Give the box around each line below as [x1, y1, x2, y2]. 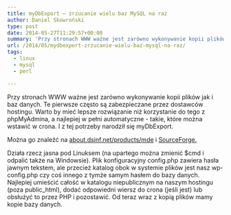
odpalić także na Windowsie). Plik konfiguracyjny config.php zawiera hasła [7, 156, 219, 164]
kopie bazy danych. [7, 200, 63, 208]
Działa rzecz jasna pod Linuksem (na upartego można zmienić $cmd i [7, 149, 204, 157]
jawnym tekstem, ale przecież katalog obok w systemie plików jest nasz [7, 163, 210, 172]
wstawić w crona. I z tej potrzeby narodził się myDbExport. [7, 122, 174, 130]
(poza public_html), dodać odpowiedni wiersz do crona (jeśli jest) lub [7, 185, 203, 194]
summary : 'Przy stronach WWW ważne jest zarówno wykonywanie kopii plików [7, 36, 226, 43]
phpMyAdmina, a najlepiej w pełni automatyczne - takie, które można [7, 114, 203, 123]
